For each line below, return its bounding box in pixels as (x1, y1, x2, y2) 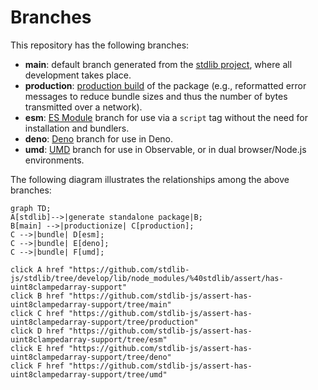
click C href (10, 308, 65, 318)
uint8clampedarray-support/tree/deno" (10, 352, 172, 362)
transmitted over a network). (24, 101, 143, 113)
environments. (24, 154, 85, 166)
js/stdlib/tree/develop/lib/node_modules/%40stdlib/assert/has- (10, 273, 284, 283)
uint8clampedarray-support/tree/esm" (10, 334, 168, 345)
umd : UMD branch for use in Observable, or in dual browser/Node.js (24, 143, 307, 155)
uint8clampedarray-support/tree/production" (10, 317, 199, 327)
